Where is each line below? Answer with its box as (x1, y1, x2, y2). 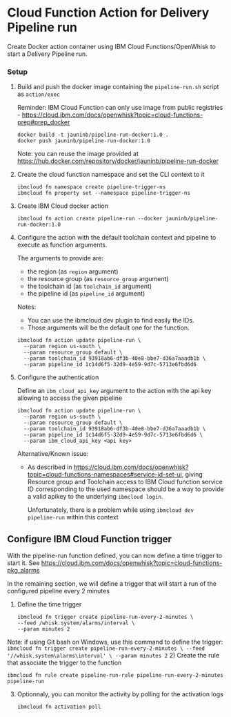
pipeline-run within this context (27, 513, 119, 522)
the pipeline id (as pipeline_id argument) (27, 289, 145, 298)
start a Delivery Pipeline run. (7, 50, 88, 58)
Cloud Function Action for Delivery (7, 5, 210, 21)
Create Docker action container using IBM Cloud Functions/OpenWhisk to (7, 42, 216, 50)
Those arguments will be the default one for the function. (27, 323, 190, 332)
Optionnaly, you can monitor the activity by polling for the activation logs (17, 690, 224, 698)
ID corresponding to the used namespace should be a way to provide (27, 485, 224, 493)
